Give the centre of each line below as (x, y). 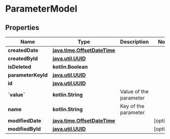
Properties (22, 28)
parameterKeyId (28, 75)
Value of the (135, 92)
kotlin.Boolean (70, 67)
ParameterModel (41, 9)
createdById (23, 59)
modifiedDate (25, 121)
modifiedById (25, 129)
